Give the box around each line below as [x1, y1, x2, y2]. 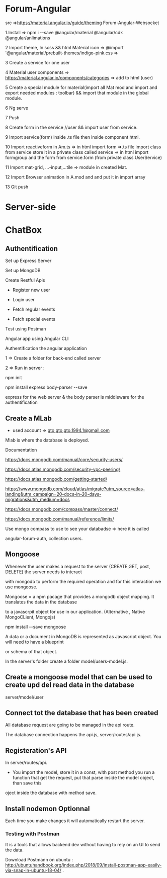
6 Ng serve [5, 105, 29, 111]
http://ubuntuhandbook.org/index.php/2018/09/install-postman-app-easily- [5, 862, 162, 868]
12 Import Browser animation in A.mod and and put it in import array [5, 174, 146, 180]
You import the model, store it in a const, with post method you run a [12, 769, 155, 775]
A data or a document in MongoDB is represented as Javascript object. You [5, 633, 162, 639]
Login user [12, 297, 35, 303]
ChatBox [5, 224, 42, 236]
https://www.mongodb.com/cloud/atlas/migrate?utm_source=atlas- [5, 486, 145, 492]
